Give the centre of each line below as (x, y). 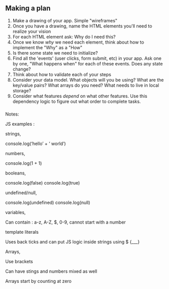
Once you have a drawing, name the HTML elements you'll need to (82, 26)
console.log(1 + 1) (24, 163)
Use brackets (19, 262)
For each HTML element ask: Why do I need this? (64, 37)
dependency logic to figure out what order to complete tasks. (77, 101)
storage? (22, 90)
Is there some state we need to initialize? (55, 53)
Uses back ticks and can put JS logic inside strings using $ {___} (73, 242)
